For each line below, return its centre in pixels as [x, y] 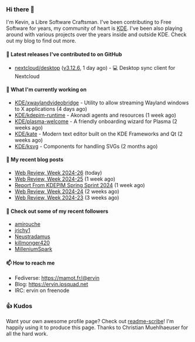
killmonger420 [32, 243]
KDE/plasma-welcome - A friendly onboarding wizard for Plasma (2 [96, 121]
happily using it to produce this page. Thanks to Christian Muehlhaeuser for [97, 327]
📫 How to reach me [30, 263]
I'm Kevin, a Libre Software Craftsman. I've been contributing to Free [89, 22]
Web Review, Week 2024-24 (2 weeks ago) [67, 191]
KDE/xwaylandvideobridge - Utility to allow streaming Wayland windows [102, 103]
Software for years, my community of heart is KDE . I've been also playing [94, 28]
